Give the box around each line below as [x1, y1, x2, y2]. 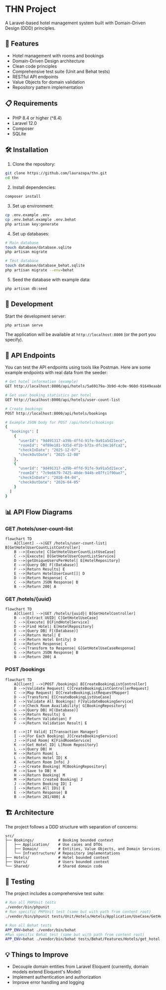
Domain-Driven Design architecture [12, 58, 85, 64]
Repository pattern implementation [12, 84, 83, 90]
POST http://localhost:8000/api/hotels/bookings [5, 411, 107, 416]
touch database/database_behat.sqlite [5, 263, 85, 268]
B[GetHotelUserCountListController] [5, 545, 81, 550]
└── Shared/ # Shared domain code [5, 864, 103, 869]
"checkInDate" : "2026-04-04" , [18, 475, 81, 480]
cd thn [5, 175, 19, 180]
